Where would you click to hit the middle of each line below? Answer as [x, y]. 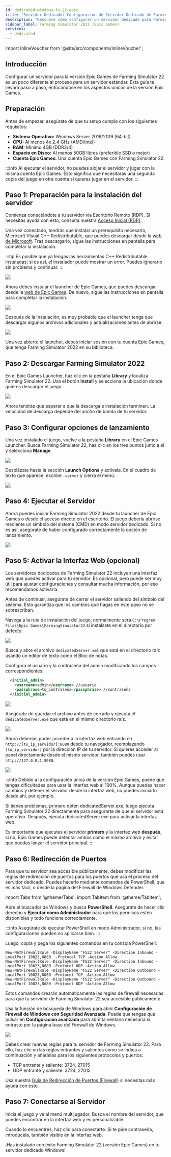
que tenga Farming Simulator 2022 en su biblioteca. [60, 347]
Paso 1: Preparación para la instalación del [74, 195]
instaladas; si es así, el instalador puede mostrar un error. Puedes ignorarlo [84, 262]
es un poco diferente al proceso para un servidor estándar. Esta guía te [80, 82]
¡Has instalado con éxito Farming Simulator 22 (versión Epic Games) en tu [82, 1145]
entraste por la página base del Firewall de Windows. [61, 1025]
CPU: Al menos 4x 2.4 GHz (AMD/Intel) [54, 142]
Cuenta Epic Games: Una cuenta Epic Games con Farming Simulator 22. [89, 158]
